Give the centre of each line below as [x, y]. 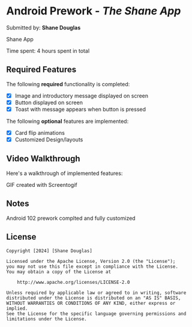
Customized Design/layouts [49, 140]
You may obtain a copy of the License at [59, 272]
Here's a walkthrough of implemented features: [64, 173]
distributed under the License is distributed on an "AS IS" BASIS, [94, 298]
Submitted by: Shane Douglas [43, 28]
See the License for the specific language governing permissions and [96, 314]
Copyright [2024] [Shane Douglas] [49, 251]
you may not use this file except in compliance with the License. [92, 267]
